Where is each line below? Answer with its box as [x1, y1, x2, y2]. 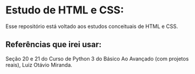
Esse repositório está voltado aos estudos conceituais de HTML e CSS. [5, 23, 179, 30]
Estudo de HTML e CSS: [5, 3, 124, 17]
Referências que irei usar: [5, 40, 102, 50]
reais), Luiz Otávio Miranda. [5, 61, 72, 68]
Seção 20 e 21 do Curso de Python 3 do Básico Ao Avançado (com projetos [5, 55, 189, 62]
